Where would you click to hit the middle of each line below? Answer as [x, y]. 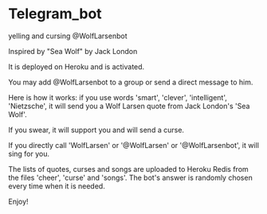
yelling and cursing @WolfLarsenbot [68, 36]
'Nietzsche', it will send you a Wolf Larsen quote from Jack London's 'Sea [129, 106]
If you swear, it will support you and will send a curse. [96, 130]
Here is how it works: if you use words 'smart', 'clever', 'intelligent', [118, 97]
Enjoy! [19, 201]
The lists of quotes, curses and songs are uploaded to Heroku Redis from [128, 169]
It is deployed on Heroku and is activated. [77, 66]
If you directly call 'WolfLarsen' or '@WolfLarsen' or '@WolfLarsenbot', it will [133, 145]
